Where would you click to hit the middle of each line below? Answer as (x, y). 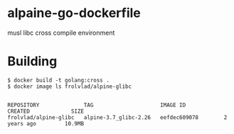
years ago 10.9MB (46, 123)
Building (32, 61)
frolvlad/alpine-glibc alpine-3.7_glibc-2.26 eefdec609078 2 (117, 117)
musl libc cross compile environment (61, 33)
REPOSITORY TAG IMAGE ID (97, 105)
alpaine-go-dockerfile (74, 13)
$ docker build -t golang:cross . (59, 80)
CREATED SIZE (46, 111)
